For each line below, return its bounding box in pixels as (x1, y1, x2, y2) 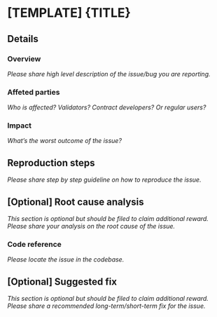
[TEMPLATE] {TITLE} (7, 5, 131, 21)
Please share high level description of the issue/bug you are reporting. (7, 69, 211, 78)
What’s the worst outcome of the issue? (7, 137, 122, 145)
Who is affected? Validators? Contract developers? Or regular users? (7, 103, 206, 112)
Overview (7, 54, 41, 64)
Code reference (7, 240, 62, 250)
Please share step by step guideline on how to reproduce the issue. (7, 175, 202, 184)
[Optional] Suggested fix (7, 276, 118, 288)
